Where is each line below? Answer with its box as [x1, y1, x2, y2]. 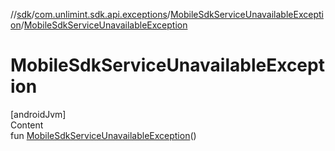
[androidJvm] [10, 108, 67, 120]
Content [10, 119, 44, 131]
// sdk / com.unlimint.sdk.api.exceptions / [10, 9, 171, 20]
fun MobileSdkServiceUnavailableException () [10, 129, 197, 141]
